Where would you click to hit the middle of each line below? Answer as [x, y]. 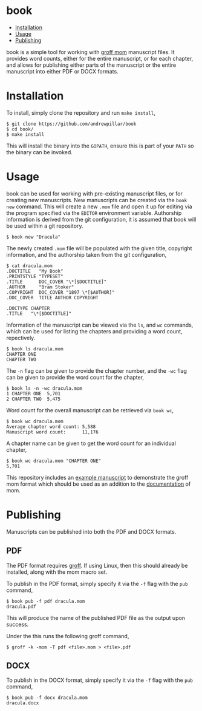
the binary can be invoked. [39, 152]
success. [18, 624]
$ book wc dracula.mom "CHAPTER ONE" [54, 461]
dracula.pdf [21, 607]
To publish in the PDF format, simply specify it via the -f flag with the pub [97, 583]
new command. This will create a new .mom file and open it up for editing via [99, 206]
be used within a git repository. [45, 226]
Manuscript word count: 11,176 [52, 432]
